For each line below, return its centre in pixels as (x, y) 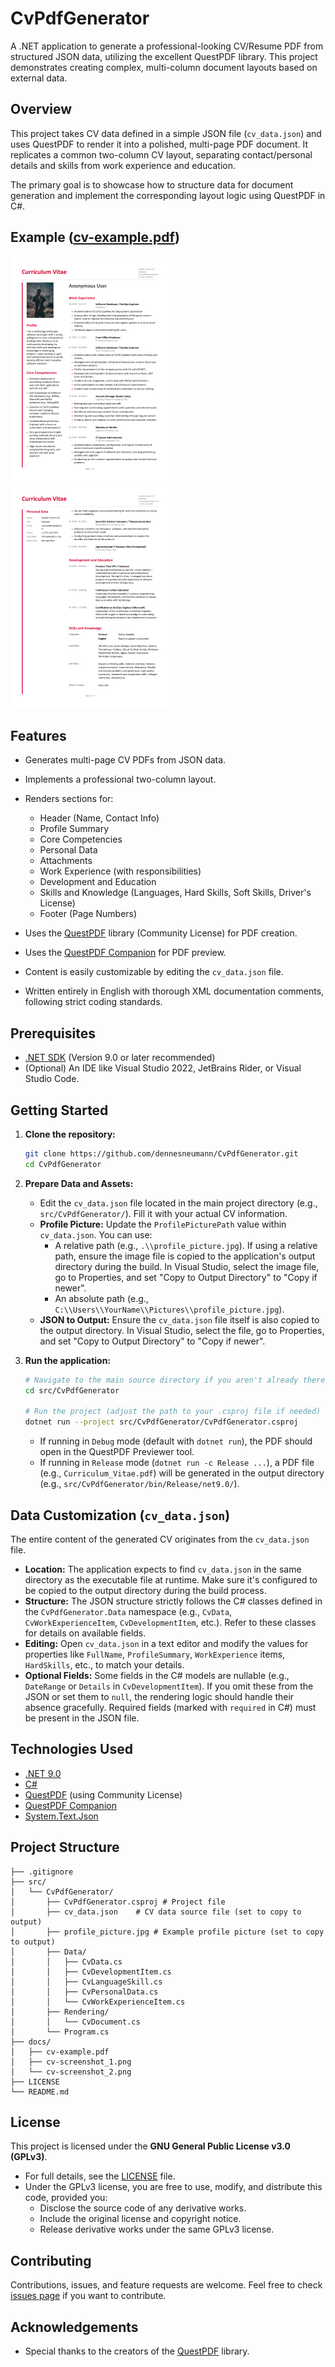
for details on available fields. (85, 1633)
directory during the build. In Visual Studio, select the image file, (187, 1266)
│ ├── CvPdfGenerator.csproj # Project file (118, 1902)
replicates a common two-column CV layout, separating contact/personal (161, 154)
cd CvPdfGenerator (63, 1164)
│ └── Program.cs (60, 2032)
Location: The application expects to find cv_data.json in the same (163, 1569)
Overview (41, 109)
